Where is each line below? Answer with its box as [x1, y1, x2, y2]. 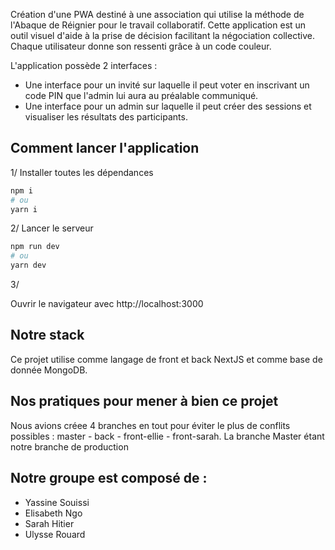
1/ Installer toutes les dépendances [10, 166, 154, 178]
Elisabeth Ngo [24, 507, 83, 519]
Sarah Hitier [24, 517, 75, 529]
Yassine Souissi [24, 496, 90, 508]
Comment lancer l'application [10, 140, 200, 157]
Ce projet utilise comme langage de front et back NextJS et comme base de [10, 353, 323, 365]
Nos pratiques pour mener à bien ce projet [10, 393, 279, 410]
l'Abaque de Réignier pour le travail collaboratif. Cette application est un [10, 19, 307, 31]
